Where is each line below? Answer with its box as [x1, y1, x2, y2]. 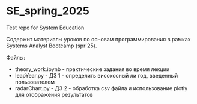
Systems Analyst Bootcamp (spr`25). [6, 42, 97, 49]
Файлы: [6, 54, 26, 61]
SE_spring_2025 [6, 4, 90, 18]
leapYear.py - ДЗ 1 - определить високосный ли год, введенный [14, 72, 178, 79]
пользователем [14, 78, 55, 85]
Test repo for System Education [6, 24, 85, 31]
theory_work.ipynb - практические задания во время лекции [14, 65, 170, 73]
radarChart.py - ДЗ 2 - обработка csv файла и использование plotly [14, 84, 188, 91]
